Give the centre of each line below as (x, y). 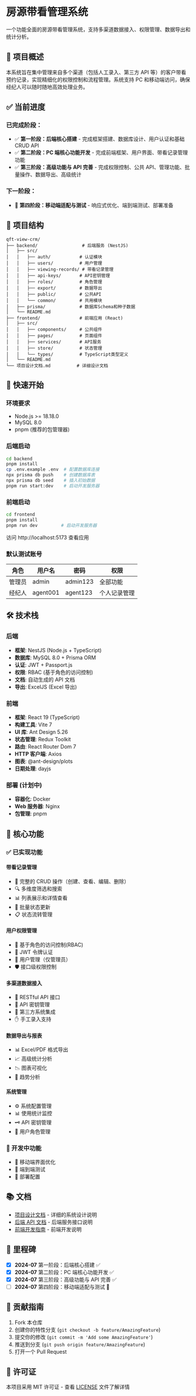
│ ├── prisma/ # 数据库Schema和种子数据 (71, 307)
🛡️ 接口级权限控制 (35, 967)
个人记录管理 (117, 593)
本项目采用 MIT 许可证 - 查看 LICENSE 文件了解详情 (68, 1387)
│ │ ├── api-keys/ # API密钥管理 (58, 275)
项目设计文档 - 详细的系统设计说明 (56, 1214)
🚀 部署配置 (27, 1176)
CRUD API (27, 146)
